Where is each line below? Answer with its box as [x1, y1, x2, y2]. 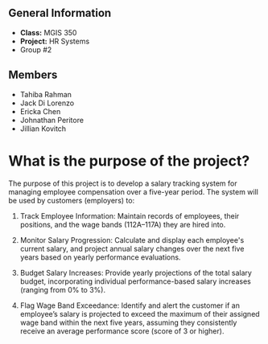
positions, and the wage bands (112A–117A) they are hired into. [19, 219, 226, 229]
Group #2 [19, 44, 52, 55]
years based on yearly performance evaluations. [19, 252, 181, 262]
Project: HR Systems [19, 36, 90, 46]
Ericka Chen [19, 106, 61, 116]
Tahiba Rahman [19, 89, 72, 99]
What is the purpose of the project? [8, 152, 250, 170]
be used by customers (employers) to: [8, 195, 135, 205]
